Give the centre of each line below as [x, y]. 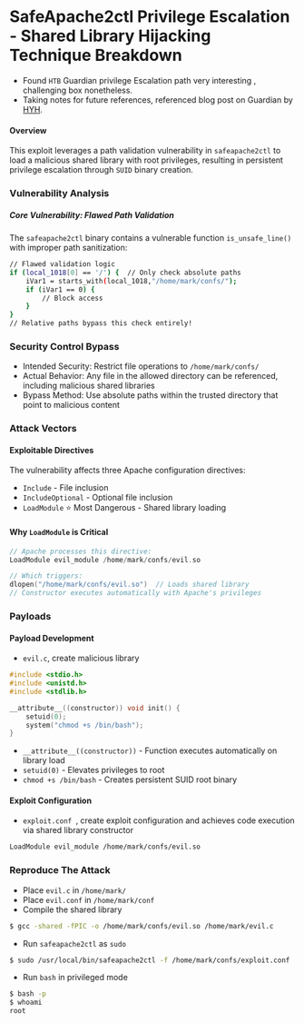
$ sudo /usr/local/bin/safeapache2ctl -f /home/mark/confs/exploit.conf [150, 960]
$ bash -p [28, 994]
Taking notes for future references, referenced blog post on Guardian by [157, 99]
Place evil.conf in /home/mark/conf [88, 899]
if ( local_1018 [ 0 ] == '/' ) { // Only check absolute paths [126, 273]
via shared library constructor [78, 830]
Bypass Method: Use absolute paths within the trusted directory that [150, 395]
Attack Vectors [43, 429]
